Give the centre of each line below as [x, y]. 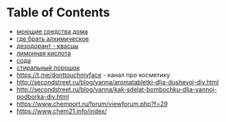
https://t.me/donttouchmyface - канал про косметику [93, 75]
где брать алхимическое [53, 38]
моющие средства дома [52, 31]
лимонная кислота [43, 53]
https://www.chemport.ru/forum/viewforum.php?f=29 [92, 104]
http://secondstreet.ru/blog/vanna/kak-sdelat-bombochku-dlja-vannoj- [116, 89]
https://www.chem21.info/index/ [62, 111]
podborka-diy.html [42, 96]
